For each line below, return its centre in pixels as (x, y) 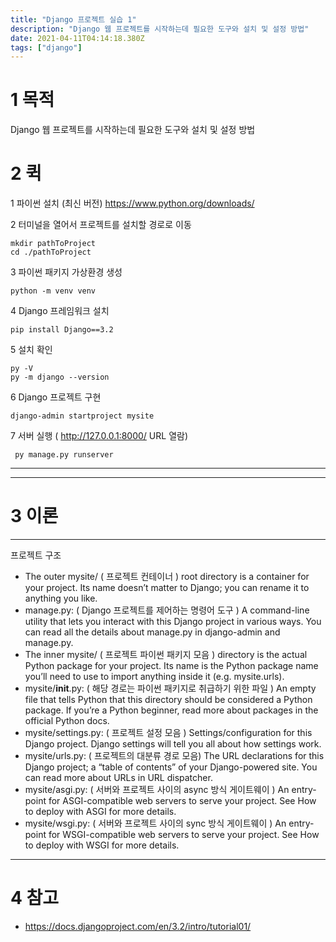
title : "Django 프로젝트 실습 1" (73, 19)
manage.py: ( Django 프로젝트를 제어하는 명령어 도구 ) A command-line (167, 610)
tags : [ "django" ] (46, 47)
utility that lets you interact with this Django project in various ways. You (173, 622)
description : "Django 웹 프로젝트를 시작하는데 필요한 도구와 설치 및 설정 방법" (160, 29)
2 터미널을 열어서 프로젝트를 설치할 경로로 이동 (101, 225)
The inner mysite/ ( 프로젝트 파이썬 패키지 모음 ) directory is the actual (166, 655)
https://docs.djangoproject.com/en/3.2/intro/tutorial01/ (138, 926)
